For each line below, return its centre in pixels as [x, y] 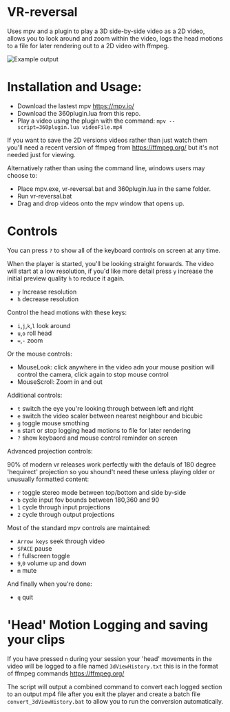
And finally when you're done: [50, 584]
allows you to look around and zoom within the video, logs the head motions [115, 38]
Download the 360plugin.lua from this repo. [79, 113]
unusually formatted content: [48, 479]
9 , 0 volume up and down [52, 563]
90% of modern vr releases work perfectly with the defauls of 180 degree [112, 464]
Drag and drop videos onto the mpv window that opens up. [101, 203]
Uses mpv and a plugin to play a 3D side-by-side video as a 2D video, [106, 31]
